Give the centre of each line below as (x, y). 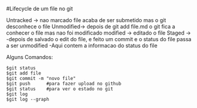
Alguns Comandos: (30, 57)
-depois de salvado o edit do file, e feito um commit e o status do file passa (99, 39)
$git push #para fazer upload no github (64, 84)
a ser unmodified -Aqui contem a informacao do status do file (82, 45)
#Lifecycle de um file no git (40, 9)
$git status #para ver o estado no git (60, 89)
